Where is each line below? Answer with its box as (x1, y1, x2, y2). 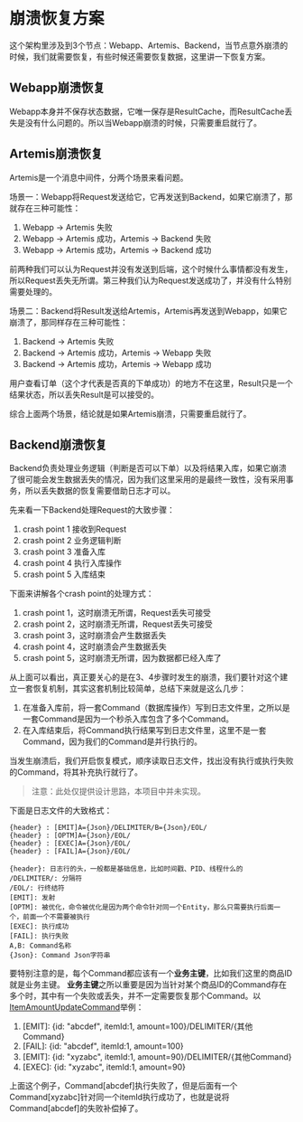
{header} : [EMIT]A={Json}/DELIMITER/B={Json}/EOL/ (9, 824, 207, 833)
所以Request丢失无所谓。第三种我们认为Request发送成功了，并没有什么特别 (9, 275, 291, 286)
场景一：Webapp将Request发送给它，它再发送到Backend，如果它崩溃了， (9, 191, 286, 202)
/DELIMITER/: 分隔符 (9, 874, 83, 883)
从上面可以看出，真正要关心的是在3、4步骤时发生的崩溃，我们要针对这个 (9, 672, 280, 683)
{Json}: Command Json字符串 (9, 951, 111, 960)
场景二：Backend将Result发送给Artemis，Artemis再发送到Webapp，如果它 (9, 305, 288, 316)
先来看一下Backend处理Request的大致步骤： (9, 504, 176, 515)
